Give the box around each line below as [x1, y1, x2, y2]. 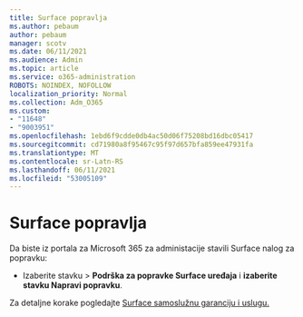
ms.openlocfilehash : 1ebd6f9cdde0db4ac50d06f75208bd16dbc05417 [9, 132, 254, 141]
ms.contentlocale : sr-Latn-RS [9, 156, 124, 166]
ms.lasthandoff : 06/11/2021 [9, 165, 116, 174]
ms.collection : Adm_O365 [9, 97, 103, 107]
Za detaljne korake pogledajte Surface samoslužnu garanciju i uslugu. [9, 297, 270, 309]
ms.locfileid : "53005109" [9, 173, 107, 183]
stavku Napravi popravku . [22, 280, 122, 291]
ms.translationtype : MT [9, 148, 100, 157]
